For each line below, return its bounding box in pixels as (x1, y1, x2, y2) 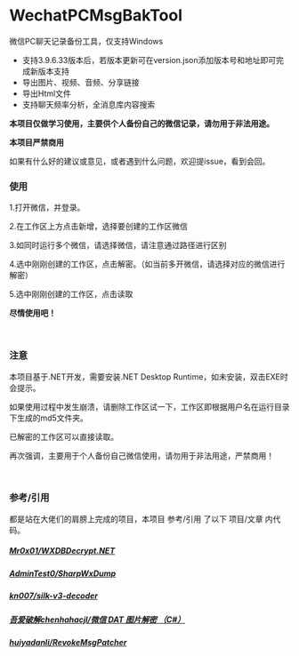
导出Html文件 (21, 88, 71, 99)
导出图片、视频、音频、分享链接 (21, 76, 140, 87)
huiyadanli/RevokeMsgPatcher (9, 636, 127, 647)
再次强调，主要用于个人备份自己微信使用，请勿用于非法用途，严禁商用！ (9, 450, 274, 460)
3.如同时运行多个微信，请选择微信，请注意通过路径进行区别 (9, 240, 227, 251)
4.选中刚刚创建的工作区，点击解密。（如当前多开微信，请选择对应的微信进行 (9, 259, 286, 269)
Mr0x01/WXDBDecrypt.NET (9, 546, 116, 556)
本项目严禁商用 (9, 137, 64, 148)
